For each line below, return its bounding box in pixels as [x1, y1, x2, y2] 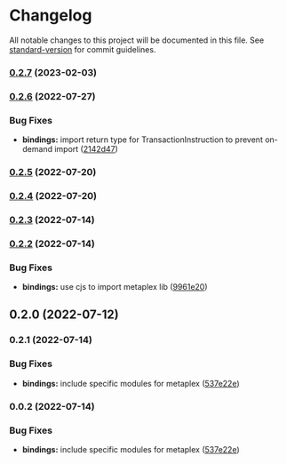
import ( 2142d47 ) [54, 144, 118, 155]
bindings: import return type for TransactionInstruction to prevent [21, 134, 264, 145]
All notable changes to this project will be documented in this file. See [9, 35, 265, 45]
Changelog [9, 5, 92, 26]
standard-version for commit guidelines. [9, 44, 156, 54]
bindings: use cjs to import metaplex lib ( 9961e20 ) [21, 282, 208, 292]
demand [21, 144, 53, 155]
